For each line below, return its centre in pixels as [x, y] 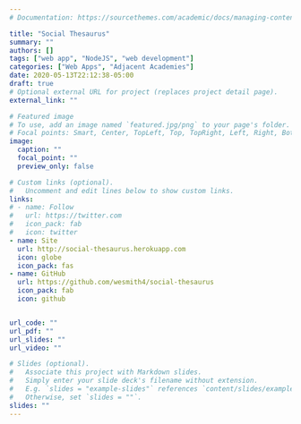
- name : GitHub [38, 274]
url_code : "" [34, 323]
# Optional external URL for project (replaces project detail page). [144, 92]
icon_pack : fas [46, 266]
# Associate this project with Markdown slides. [106, 372]
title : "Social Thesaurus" [60, 34]
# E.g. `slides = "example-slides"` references [104, 389]
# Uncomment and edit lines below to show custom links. [122, 191]
